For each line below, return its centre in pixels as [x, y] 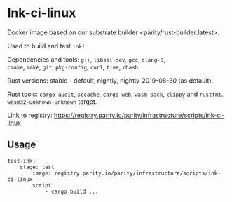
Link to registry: [30, 115]
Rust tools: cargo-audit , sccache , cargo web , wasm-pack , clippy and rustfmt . [115, 94]
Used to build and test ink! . [47, 46]
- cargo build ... [71, 191]
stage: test [37, 167]
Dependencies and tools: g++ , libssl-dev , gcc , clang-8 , [87, 59]
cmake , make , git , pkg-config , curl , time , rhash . [74, 67]
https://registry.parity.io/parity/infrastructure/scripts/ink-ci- [139, 115]
